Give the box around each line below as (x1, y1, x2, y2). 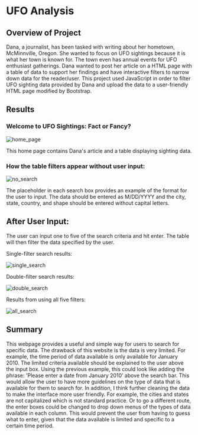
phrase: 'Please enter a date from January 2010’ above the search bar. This (6, 372, 190, 379)
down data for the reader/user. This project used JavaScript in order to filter (6, 75, 191, 82)
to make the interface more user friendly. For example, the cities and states (6, 391, 189, 398)
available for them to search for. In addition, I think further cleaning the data (6, 384, 190, 391)
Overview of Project (6, 28, 82, 38)
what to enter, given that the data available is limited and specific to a (6, 415, 174, 423)
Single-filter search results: (6, 250, 73, 257)
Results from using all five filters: (6, 296, 86, 303)
